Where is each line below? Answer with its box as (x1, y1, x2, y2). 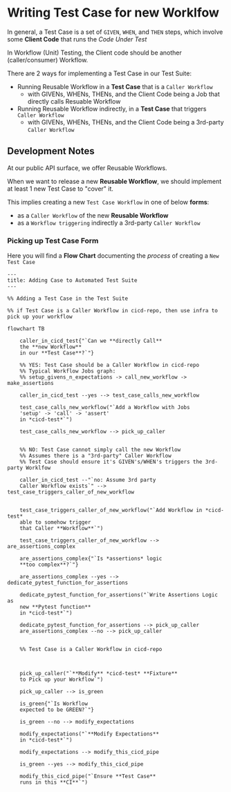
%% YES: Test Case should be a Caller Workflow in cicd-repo (19, 361, 199, 369)
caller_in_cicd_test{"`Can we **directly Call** (19, 337, 163, 345)
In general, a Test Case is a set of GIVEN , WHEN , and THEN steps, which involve (7, 28, 223, 36)
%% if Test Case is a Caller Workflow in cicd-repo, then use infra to (7, 308, 218, 314)
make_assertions (7, 380, 54, 387)
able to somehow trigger (19, 519, 91, 526)
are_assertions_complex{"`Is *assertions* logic (19, 555, 163, 563)
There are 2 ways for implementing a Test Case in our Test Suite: (7, 69, 192, 77)
